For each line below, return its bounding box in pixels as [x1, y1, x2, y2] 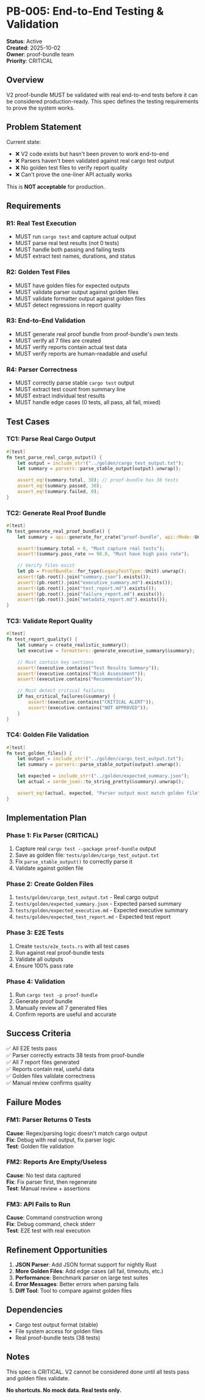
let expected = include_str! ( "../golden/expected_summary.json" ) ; [17, 773, 190, 779]
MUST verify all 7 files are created [15, 337, 101, 344]
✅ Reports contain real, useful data [6, 1065, 95, 1072]
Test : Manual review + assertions [6, 1184, 90, 1192]
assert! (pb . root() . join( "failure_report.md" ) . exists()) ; [17, 591, 165, 597]
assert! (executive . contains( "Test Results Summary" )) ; [17, 664, 160, 671]
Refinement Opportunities [6, 1244, 108, 1255]
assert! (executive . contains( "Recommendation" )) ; [17, 676, 143, 682]
